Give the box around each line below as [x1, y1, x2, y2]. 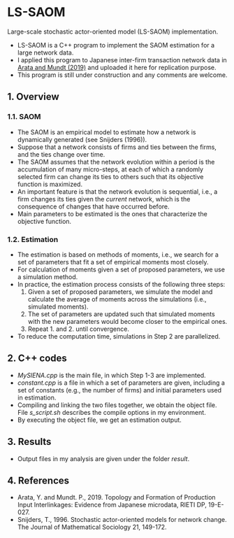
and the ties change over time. [17, 150, 105, 158]
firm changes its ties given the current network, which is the [17, 194, 191, 203]
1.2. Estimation [7, 234, 59, 244]
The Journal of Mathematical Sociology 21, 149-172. [17, 523, 167, 532]
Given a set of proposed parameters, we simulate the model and [27, 288, 213, 296]
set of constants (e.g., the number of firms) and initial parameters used [17, 385, 222, 394]
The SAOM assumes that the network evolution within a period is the [17, 157, 215, 166]
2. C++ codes [7, 353, 68, 364]
